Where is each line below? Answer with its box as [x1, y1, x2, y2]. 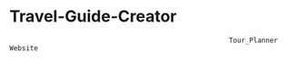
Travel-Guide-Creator [9, 6, 177, 27]
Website [9, 43, 39, 53]
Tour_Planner [228, 36, 279, 45]
